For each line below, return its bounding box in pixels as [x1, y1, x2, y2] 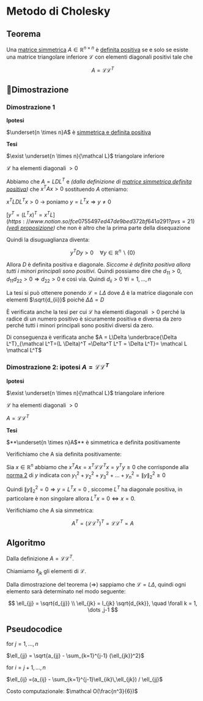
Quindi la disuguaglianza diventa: [6, 236, 90, 243]
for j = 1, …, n [6, 640, 39, 648]
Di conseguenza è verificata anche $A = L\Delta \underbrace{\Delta [6, 333, 177, 341]
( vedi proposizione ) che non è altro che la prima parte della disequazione [6, 224, 191, 231]
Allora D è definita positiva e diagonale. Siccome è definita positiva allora [6, 261, 191, 269]
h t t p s [8, 217, 21, 224]
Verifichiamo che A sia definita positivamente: [6, 451, 122, 458]
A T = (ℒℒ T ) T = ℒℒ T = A [71, 518, 135, 527]
